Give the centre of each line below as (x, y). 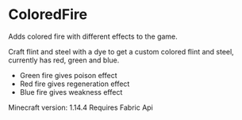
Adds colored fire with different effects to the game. (93, 36)
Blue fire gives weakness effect (71, 92)
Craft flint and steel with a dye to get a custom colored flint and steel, (121, 51)
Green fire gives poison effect (68, 75)
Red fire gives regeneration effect (75, 84)
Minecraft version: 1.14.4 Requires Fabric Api (81, 107)
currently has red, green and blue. (64, 60)
